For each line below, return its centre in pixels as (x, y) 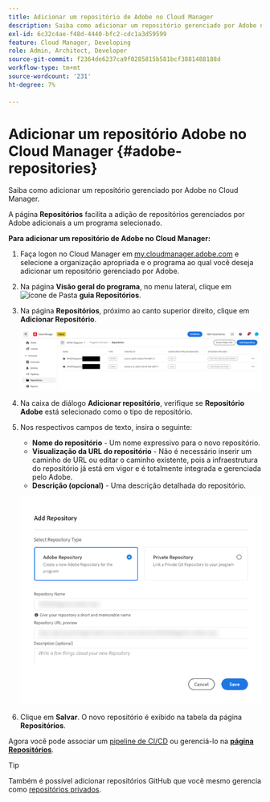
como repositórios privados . (55, 789)
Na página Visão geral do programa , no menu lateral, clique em (125, 287)
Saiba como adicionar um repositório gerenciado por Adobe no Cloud (123, 190)
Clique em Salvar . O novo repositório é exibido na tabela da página (131, 717)
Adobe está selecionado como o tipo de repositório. (106, 411)
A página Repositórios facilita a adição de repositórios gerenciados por (127, 215)
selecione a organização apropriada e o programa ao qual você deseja (137, 263)
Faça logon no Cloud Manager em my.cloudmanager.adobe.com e (129, 254)
